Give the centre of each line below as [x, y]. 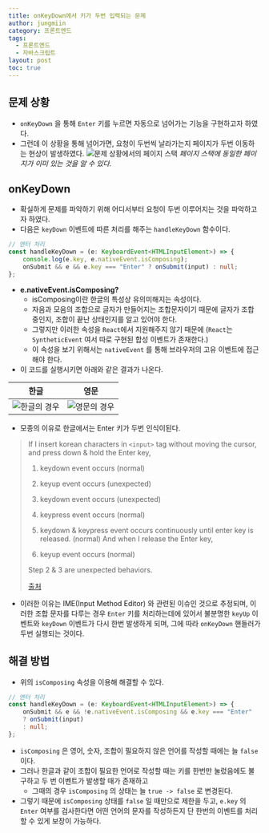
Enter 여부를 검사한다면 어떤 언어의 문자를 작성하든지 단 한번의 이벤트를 [131, 811]
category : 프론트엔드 [40, 30]
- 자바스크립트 [36, 53]
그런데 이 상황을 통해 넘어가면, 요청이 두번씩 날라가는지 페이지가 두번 [126, 143]
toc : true [25, 68]
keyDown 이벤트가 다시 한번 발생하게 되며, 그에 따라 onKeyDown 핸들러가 [151, 623]
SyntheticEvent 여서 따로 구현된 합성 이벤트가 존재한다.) [120, 339]
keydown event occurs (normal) [92, 468]
